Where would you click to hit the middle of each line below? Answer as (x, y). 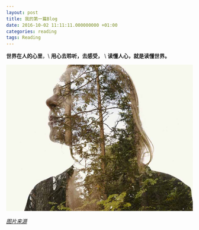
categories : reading (32, 31)
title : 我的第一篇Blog (32, 19)
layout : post (22, 12)
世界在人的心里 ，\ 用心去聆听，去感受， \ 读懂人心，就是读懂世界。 (88, 56)
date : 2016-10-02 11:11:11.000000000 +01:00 (62, 25)
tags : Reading (24, 38)
